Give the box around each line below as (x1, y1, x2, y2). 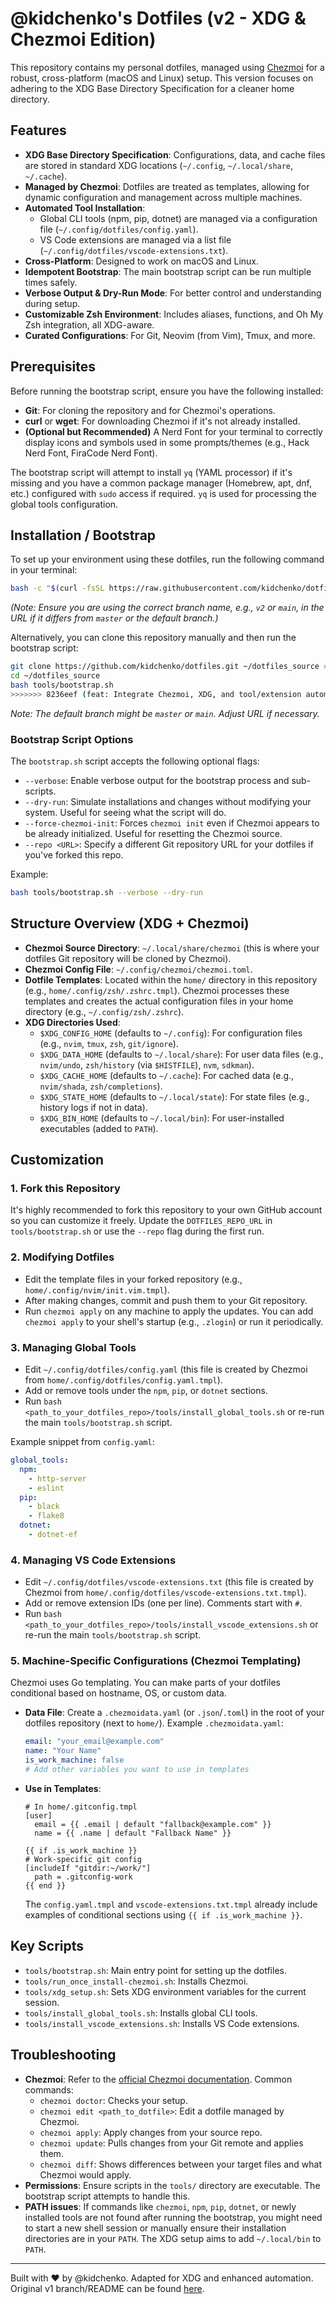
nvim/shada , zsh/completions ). (39, 1080, 163, 1092)
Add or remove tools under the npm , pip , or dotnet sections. (24, 1385, 268, 1397)
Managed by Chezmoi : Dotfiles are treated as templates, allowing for (24, 180, 310, 192)
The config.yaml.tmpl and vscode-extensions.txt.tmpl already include (24, 1898, 318, 1910)
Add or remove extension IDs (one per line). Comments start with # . (24, 1597, 303, 1609)
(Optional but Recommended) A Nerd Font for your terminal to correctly (24, 425, 323, 437)
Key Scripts (10, 1938, 84, 1955)
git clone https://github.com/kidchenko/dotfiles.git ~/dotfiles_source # (10, 662, 329, 672)
